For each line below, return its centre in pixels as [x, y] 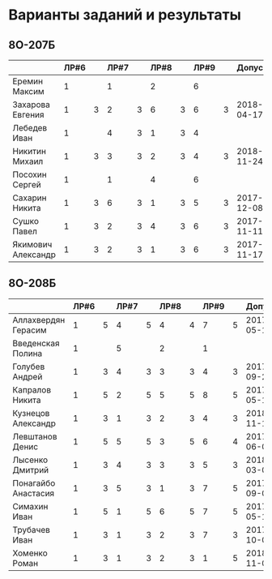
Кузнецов [31, 413]
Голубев [29, 367]
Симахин [30, 506]
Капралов [32, 389]
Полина [28, 353]
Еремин [28, 81]
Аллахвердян [39, 320]
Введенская [36, 343]
